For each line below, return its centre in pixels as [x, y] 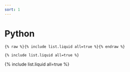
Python [20, 33]
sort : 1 [12, 9]
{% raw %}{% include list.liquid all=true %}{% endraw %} [65, 47]
